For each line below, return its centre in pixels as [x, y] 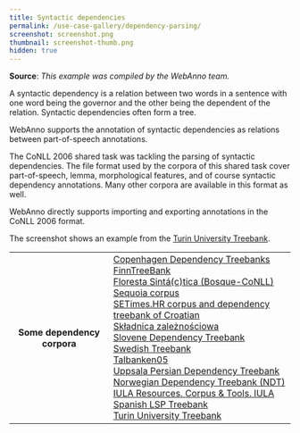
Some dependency [59, 333]
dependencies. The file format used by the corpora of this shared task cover [150, 166]
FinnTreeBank [142, 271]
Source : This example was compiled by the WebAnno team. [120, 76]
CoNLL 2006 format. [47, 221]
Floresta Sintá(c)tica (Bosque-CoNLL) [193, 282]
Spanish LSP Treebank [160, 404]
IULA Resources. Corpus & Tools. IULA [194, 394]
